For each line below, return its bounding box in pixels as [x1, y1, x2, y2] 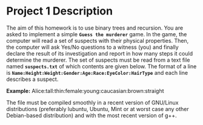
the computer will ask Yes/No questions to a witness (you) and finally [6, 43, 179, 51]
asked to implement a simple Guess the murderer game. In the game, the [6, 30, 187, 37]
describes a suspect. [6, 75, 59, 83]
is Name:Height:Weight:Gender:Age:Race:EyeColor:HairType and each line [6, 69, 188, 76]
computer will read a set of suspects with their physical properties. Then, [6, 37, 189, 44]
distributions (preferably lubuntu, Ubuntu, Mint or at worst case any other [6, 105, 189, 112]
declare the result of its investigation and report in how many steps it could [6, 50, 193, 57]
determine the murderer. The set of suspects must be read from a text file [6, 56, 190, 63]
